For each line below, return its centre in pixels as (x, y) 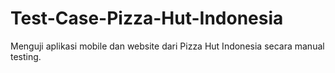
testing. (26, 56)
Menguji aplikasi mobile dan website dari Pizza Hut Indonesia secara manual (167, 46)
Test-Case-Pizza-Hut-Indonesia (147, 18)
